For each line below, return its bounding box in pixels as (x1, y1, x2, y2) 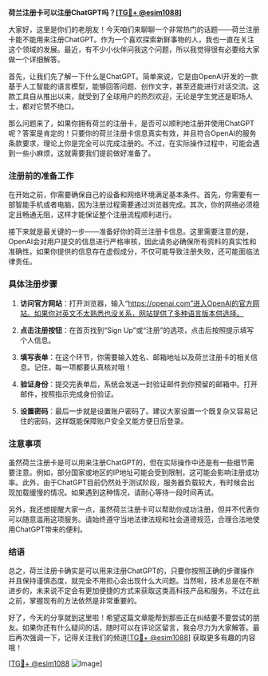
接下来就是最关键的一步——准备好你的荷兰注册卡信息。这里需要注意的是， (8, 227, 253, 236)
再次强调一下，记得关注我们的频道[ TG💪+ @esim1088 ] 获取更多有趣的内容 (14, 633, 256, 642)
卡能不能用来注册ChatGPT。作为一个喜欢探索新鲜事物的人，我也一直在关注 (8, 35, 255, 44)
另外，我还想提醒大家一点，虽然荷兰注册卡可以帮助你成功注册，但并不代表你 (8, 504, 260, 514)
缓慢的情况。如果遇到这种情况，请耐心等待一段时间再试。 (29, 487, 218, 497)
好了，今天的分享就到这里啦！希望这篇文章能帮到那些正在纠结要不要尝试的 (8, 613, 253, 623)
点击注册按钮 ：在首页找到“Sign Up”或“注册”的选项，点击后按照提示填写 (19, 325, 254, 334)
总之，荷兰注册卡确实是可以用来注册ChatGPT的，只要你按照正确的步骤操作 (8, 566, 255, 575)
